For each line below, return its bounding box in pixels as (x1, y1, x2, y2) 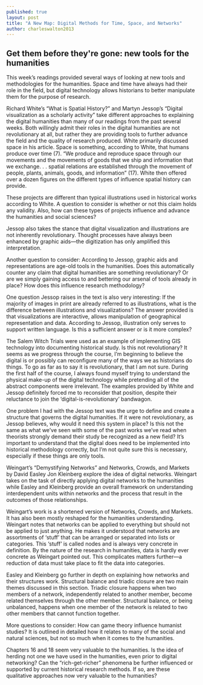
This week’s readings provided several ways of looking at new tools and (6, 74, 185, 81)
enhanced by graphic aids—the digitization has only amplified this (6, 238, 170, 246)
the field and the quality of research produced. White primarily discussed (6, 137, 188, 144)
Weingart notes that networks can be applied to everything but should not (6, 521, 190, 528)
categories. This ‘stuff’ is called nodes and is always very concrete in (6, 540, 178, 547)
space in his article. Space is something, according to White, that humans (6, 144, 189, 151)
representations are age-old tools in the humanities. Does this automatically (6, 262, 195, 270)
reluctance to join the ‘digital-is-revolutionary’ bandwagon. (6, 395, 152, 403)
